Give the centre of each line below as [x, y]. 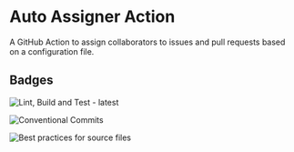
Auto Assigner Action [92, 17]
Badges [31, 81]
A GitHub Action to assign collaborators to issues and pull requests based [147, 42]
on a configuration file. [52, 51]
